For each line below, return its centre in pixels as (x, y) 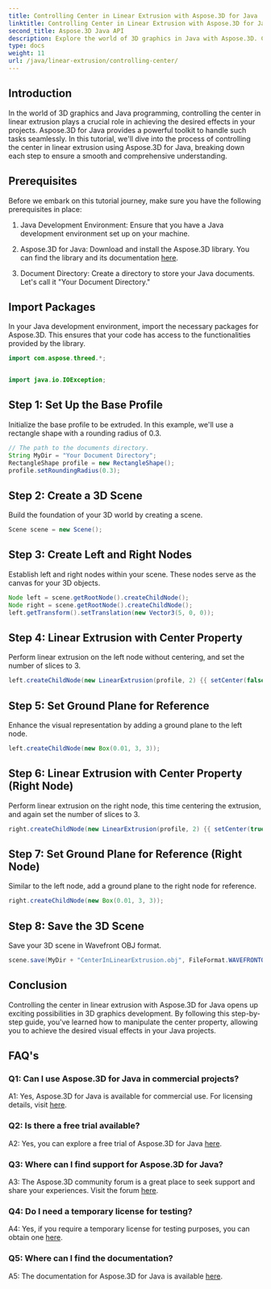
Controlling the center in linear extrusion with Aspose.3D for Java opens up (133, 1004)
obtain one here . (35, 1237)
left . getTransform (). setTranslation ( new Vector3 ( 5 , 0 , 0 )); (112, 613)
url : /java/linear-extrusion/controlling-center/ (94, 61)
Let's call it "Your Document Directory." (85, 282)
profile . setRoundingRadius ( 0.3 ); (65, 470)
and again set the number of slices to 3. (74, 814)
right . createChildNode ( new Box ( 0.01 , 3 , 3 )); (86, 901)
